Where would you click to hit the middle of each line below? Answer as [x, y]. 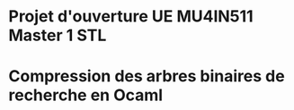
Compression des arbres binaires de [147, 76]
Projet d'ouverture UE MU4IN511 [131, 17]
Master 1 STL [58, 35]
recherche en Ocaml [86, 95]
